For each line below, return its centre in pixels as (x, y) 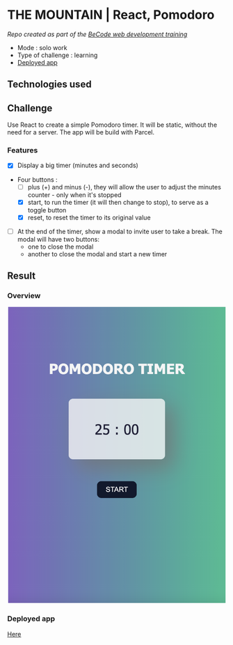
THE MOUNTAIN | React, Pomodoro (111, 15)
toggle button (47, 210)
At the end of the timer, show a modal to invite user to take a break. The (120, 231)
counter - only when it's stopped (74, 194)
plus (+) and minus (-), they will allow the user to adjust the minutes (124, 187)
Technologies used (49, 85)
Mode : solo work (42, 47)
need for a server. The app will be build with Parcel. (81, 132)
